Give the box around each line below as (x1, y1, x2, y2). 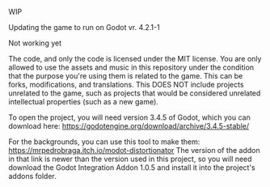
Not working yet (8, 38, 62, 48)
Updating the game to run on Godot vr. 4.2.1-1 (8, 23, 160, 32)
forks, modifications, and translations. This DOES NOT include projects (8, 80, 244, 89)
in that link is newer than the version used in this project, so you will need (8, 154, 252, 164)
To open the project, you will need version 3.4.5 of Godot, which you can (8, 113, 251, 122)
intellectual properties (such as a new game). (8, 97, 159, 106)
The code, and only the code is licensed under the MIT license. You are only (8, 54, 262, 63)
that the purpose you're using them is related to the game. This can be (8, 71, 243, 80)
